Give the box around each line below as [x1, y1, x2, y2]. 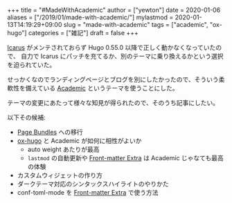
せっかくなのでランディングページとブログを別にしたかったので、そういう [7, 75, 220, 84]
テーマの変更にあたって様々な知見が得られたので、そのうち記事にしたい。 [7, 99, 220, 106]
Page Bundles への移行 [17, 128, 83, 136]
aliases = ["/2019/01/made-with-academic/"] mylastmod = [7, 13, 174, 21]
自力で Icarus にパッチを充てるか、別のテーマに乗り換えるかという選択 [20, 52, 224, 60]
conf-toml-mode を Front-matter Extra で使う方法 [17, 188, 159, 196]
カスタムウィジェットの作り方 [17, 171, 102, 179]
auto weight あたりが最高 [27, 145, 100, 153]
